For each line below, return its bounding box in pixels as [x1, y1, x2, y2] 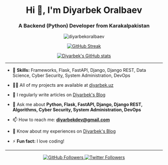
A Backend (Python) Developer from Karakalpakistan [18, 22, 150, 29]
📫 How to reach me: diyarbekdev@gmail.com [12, 117, 110, 123]
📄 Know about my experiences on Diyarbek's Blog [12, 128, 116, 134]
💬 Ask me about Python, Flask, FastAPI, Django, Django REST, [12, 102, 142, 108]
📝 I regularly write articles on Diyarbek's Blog [12, 92, 106, 98]
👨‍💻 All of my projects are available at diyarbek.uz [12, 82, 114, 88]
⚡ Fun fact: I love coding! [12, 138, 64, 144]
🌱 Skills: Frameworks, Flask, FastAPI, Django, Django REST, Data [12, 67, 146, 73]
